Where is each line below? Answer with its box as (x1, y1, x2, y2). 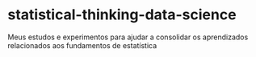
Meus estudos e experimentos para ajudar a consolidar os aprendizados (7, 32, 249, 42)
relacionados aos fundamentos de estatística (7, 40, 157, 50)
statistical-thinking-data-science (7, 6, 237, 24)
